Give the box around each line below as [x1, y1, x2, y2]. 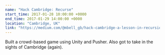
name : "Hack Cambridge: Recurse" [5, 7, 74, 12]
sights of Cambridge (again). [5, 44, 63, 50]
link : [5, 26, 16, 30]
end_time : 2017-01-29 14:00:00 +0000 [5, 16, 82, 21]
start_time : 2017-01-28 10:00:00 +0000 [5, 12, 87, 17]
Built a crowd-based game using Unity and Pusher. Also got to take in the [5, 39, 153, 45]
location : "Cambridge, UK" [5, 21, 60, 26]
